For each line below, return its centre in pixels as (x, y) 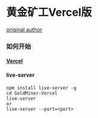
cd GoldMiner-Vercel (32, 93)
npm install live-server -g (41, 88)
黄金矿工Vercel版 (49, 12)
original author (24, 29)
